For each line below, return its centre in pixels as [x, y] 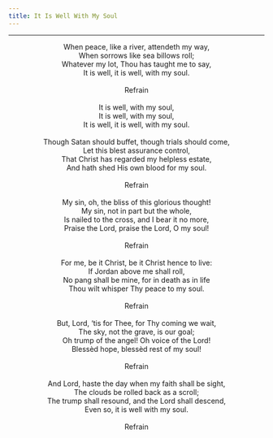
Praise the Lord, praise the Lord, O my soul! [136, 228]
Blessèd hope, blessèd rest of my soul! [136, 349]
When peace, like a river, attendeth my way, [136, 46]
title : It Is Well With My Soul [63, 16]
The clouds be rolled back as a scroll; [136, 392]
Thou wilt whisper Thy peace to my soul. [136, 288]
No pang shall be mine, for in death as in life [136, 280]
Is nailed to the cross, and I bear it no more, [136, 219]
